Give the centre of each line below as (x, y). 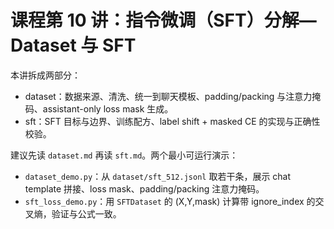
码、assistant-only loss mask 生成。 (99, 108)
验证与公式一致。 (86, 213)
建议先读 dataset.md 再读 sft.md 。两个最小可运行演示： (124, 155)
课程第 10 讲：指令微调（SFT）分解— (163, 20)
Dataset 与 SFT (73, 45)
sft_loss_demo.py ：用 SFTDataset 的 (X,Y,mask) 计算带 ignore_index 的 (170, 201)
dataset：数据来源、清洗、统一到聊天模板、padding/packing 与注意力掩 (173, 96)
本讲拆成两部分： (45, 75)
